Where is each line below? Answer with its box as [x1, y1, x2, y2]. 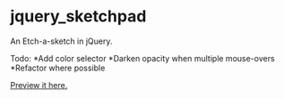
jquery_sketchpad [10, 6, 147, 27]
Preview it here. [10, 79, 68, 90]
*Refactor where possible [10, 62, 106, 73]
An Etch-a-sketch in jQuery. [10, 36, 113, 46]
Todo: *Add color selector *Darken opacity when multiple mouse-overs [10, 53, 276, 63]
